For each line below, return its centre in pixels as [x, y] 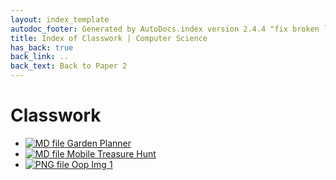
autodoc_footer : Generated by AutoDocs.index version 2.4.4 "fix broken [165, 29]
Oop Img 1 [92, 164]
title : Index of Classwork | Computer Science [109, 38]
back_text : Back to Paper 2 [69, 66]
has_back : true [42, 47]
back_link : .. [40, 57]
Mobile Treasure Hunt [111, 153]
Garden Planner [99, 143]
